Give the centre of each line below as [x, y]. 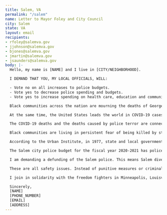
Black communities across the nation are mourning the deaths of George [86, 106]
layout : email [20, 33]
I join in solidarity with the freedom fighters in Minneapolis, [79, 178]
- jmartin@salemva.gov [29, 56]
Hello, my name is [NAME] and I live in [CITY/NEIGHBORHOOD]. [75, 70]
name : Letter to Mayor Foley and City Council [54, 19]
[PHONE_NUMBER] [25, 196]
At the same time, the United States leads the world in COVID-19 [80, 115]
